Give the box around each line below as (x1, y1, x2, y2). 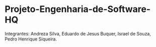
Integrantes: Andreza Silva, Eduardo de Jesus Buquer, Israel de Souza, (5, 30, 151, 36)
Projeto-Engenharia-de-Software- (5, 3, 151, 15)
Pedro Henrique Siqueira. (5, 36, 57, 42)
